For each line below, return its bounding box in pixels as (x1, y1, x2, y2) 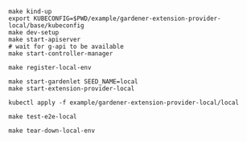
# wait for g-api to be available (8, 42, 125, 50)
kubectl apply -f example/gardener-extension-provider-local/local (8, 99, 240, 107)
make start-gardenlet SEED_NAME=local (8, 78, 138, 86)
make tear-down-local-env (8, 127, 95, 135)
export (8, 14, 31, 22)
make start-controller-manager (8, 50, 113, 58)
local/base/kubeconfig (8, 22, 84, 30)
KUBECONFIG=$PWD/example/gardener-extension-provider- (33, 14, 221, 22)
